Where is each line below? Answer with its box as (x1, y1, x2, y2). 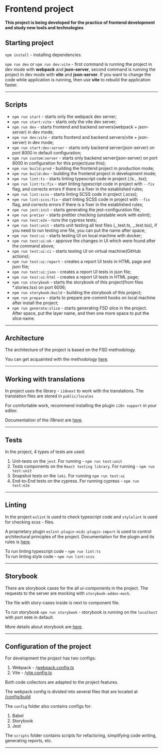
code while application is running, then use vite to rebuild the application (5, 76, 151, 82)
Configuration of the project (5, 642, 91, 651)
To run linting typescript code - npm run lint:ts (5, 548, 101, 554)
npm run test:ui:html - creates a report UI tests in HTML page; (12, 274, 139, 280)
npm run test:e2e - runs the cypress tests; (12, 217, 97, 223)
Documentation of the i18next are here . (5, 417, 83, 423)
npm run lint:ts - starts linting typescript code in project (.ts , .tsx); (12, 175, 148, 181)
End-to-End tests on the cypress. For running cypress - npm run (12, 478, 139, 484)
